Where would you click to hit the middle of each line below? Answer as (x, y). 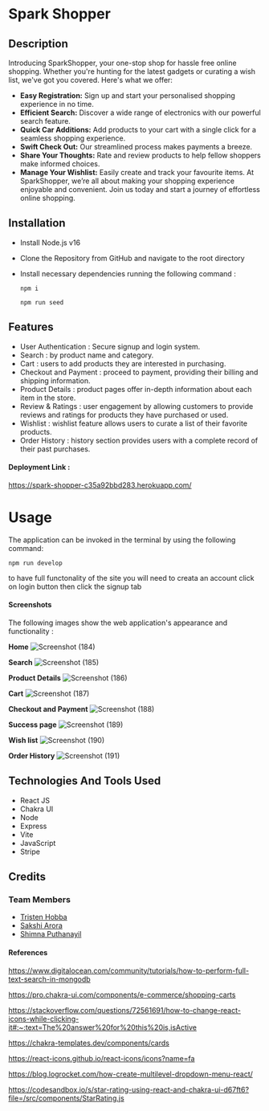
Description (38, 44)
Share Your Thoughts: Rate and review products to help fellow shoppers (140, 155)
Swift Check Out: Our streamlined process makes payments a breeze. (136, 147)
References (28, 953)
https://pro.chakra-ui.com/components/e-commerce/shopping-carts (122, 995)
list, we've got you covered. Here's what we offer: (90, 80)
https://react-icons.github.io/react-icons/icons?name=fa (102, 1058)
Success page (33, 725)
